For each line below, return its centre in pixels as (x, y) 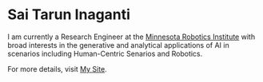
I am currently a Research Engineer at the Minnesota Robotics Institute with (131, 37)
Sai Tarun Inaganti (69, 15)
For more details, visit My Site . (57, 68)
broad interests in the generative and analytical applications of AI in (118, 45)
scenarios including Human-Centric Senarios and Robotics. (105, 53)
